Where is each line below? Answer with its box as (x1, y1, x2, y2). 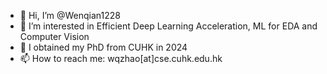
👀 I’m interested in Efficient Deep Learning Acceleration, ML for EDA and (19, 20, 318, 32)
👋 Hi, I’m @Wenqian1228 (19, 10, 122, 21)
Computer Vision (19, 31, 90, 42)
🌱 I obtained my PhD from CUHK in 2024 (19, 41, 188, 53)
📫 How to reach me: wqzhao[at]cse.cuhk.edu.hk (19, 53, 223, 64)
